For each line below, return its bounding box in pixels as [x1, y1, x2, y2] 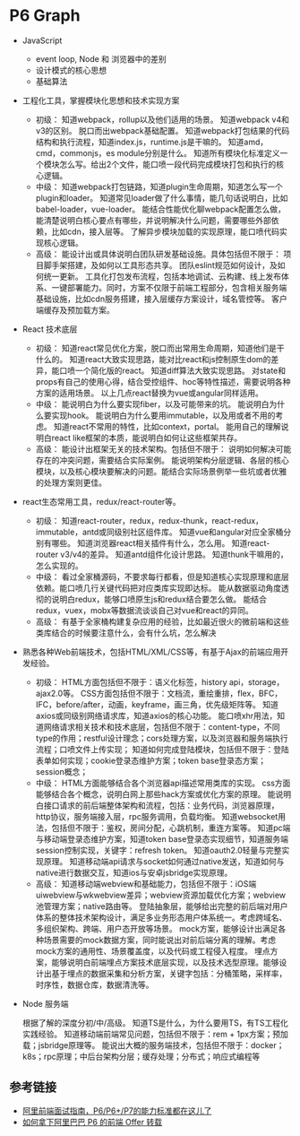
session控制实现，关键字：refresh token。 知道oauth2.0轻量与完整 [35, 845, 282, 855]
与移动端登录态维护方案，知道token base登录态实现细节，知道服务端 [35, 833, 289, 844]
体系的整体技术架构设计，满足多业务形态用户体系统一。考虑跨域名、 [35, 912, 287, 923]
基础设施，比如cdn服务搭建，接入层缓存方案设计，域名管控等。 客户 [35, 293, 288, 304]
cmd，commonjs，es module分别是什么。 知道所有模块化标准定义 [35, 147, 280, 158]
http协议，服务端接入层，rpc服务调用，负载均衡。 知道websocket [35, 811, 279, 821]
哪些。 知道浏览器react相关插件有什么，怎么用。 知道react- [51, 537, 270, 548]
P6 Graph [9, 5, 81, 26]
